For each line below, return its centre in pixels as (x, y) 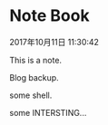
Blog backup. (34, 77)
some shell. (31, 95)
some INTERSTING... (48, 112)
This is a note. (35, 60)
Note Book (49, 16)
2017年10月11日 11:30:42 (54, 42)
